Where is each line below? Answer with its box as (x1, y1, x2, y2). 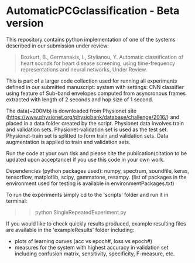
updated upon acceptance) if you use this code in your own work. (6, 156, 165, 163)
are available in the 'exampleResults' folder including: (6, 226, 135, 233)
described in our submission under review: (6, 42, 110, 49)
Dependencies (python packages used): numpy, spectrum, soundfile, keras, (6, 167, 189, 174)
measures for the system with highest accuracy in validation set (14, 244, 169, 251)
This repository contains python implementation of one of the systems (6, 36, 176, 43)
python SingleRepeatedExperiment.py (35, 209, 127, 216)
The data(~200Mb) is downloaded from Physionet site (6, 107, 136, 114)
